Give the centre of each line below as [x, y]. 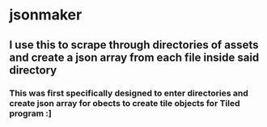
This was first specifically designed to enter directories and [129, 93]
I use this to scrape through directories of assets [134, 45]
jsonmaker [46, 15]
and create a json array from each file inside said [134, 57]
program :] [30, 113]
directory [33, 70]
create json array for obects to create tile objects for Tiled [125, 103]
